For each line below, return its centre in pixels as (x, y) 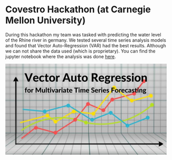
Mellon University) (46, 20)
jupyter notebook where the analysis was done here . (61, 56)
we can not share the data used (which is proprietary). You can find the (80, 51)
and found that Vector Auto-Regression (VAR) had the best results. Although (86, 45)
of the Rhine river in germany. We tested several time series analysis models (86, 40)
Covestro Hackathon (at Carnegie (78, 10)
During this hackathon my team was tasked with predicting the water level (83, 34)
